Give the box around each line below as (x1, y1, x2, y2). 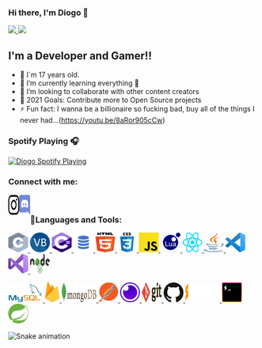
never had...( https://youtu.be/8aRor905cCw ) (19, 115, 165, 125)
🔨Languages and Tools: (30, 214, 123, 225)
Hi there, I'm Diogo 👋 (8, 7, 89, 18)
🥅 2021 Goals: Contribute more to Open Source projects (19, 95, 202, 105)
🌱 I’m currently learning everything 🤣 (19, 78, 140, 88)
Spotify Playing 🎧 (8, 136, 79, 147)
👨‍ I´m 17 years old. (19, 70, 80, 80)
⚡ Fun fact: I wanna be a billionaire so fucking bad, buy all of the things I (19, 104, 255, 114)
